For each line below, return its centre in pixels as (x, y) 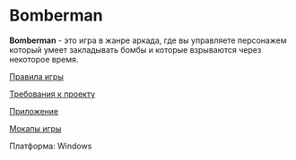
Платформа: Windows (51, 146)
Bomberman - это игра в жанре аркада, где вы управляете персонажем (148, 40)
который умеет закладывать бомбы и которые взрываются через (135, 49)
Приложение (34, 111)
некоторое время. (44, 59)
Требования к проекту (52, 94)
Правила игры (37, 76)
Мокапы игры (35, 128)
